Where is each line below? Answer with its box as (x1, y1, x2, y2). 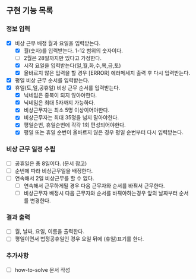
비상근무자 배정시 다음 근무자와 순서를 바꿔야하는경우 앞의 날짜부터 (23, 189, 178, 197)
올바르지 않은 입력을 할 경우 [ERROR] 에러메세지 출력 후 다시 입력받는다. (23, 69, 191, 76)
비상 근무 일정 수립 (6, 145, 56, 153)
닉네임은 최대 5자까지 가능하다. (23, 99, 96, 106)
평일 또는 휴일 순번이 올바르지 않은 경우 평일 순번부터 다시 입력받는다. (23, 129, 184, 136)
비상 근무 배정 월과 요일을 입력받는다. (14, 39, 101, 46)
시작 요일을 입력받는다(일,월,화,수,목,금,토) (23, 62, 121, 69)
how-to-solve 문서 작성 (14, 266, 70, 273)
